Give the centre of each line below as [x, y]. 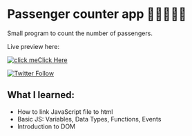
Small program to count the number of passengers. [80, 33]
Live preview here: [33, 46]
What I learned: [41, 95]
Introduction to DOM [46, 126]
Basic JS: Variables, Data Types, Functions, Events [89, 119]
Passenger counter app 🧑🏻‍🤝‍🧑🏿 [97, 14]
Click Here [52, 60]
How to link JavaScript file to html [65, 111]
